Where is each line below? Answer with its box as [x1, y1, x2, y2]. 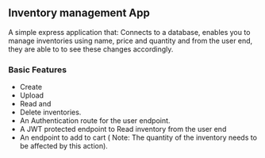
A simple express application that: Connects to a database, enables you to [8, 27, 251, 37]
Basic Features [8, 64, 67, 75]
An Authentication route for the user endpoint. [19, 116, 171, 125]
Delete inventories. [19, 107, 82, 118]
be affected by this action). [19, 141, 109, 151]
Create [19, 83, 42, 92]
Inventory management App [8, 6, 151, 20]
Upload [19, 91, 44, 100]
